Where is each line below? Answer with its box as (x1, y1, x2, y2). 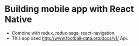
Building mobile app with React (4, 3, 134, 15)
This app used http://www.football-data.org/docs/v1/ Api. (11, 35, 129, 41)
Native (4, 14, 33, 25)
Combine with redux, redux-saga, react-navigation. (11, 30, 116, 36)
